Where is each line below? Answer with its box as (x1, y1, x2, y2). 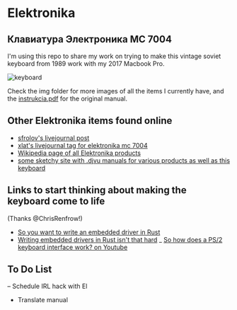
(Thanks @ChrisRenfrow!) (7, 214, 83, 222)
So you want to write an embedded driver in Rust (17, 228, 161, 236)
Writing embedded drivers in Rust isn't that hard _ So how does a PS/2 (17, 235, 223, 243)
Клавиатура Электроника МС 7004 (7, 33, 172, 45)
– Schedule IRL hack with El (7, 282, 88, 291)
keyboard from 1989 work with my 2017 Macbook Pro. (7, 59, 165, 68)
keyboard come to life (7, 195, 105, 207)
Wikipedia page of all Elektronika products (17, 149, 141, 157)
